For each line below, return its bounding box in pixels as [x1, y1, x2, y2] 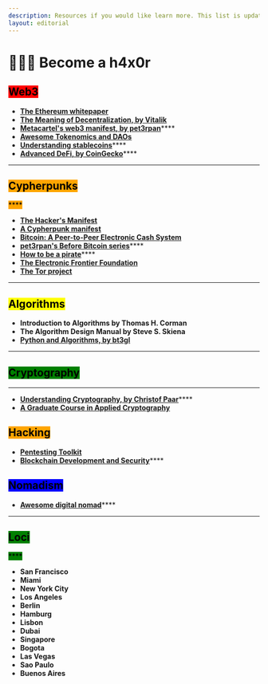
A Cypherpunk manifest [19, 224, 101, 234]
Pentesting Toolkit [19, 447, 82, 457]
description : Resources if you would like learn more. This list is [8, 11, 241, 20]
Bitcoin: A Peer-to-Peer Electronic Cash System [19, 233, 182, 242]
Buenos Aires [19, 669, 66, 678]
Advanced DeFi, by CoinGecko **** [19, 148, 138, 158]
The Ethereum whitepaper [19, 106, 109, 116]
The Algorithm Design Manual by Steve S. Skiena [19, 327, 186, 336]
